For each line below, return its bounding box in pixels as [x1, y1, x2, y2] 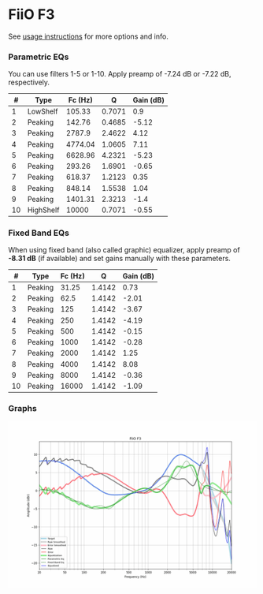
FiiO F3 [8, 6, 55, 24]
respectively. [8, 77, 50, 88]
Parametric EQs [8, 51, 69, 62]
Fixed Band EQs [8, 227, 69, 238]
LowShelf [27, 106, 58, 116]
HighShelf [27, 205, 60, 215]
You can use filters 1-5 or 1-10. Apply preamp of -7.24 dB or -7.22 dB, [8, 69, 232, 79]
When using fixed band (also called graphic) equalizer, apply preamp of [8, 245, 240, 255]
